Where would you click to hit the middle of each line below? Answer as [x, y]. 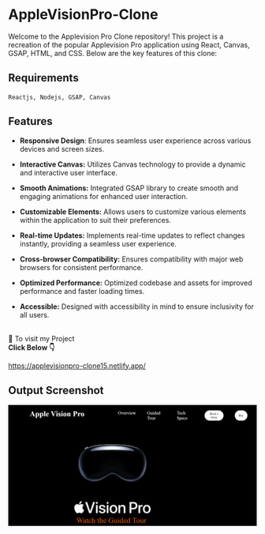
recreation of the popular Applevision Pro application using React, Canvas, [129, 44]
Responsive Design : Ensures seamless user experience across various [135, 141]
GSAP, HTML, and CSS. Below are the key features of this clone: [113, 53]
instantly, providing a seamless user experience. [98, 243]
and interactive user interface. [69, 172]
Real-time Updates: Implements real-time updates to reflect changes [132, 235]
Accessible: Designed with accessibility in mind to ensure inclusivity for [137, 306]
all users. [34, 314]
